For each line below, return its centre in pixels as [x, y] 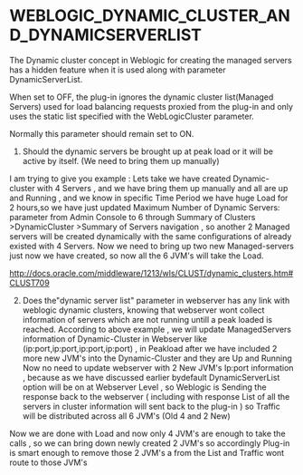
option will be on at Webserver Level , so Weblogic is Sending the [144, 387]
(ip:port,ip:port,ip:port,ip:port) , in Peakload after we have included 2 [150, 348]
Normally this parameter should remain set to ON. [102, 133]
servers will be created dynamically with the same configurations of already [151, 236]
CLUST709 [29, 283]
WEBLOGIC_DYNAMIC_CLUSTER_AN [150, 16]
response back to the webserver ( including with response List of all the [156, 396]
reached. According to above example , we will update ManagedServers [157, 329]
